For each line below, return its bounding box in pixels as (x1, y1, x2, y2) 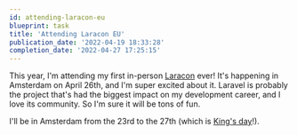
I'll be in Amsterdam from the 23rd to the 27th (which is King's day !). (9, 116, 260, 127)
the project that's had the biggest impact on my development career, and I (9, 90, 281, 100)
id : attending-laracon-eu (9, 12, 105, 22)
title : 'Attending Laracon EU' (9, 29, 125, 38)
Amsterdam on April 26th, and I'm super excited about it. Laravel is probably (9, 80, 289, 91)
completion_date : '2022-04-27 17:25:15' (9, 46, 162, 55)
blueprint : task (9, 21, 69, 30)
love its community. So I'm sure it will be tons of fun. (9, 99, 201, 109)
